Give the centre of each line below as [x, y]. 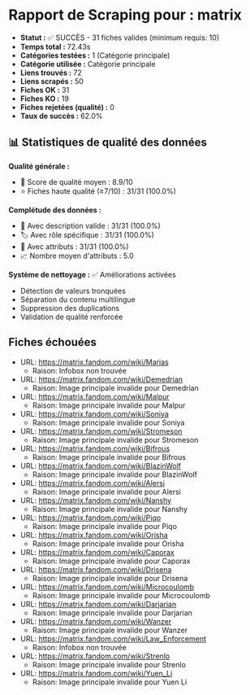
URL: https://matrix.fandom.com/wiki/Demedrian [101, 379]
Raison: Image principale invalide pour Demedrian [115, 387]
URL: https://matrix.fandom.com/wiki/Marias [94, 362]
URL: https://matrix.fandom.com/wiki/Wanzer [96, 621]
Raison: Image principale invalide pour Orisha [108, 544]
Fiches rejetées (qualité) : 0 [67, 107]
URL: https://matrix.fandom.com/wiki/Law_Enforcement [113, 638]
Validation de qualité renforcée [71, 317]
